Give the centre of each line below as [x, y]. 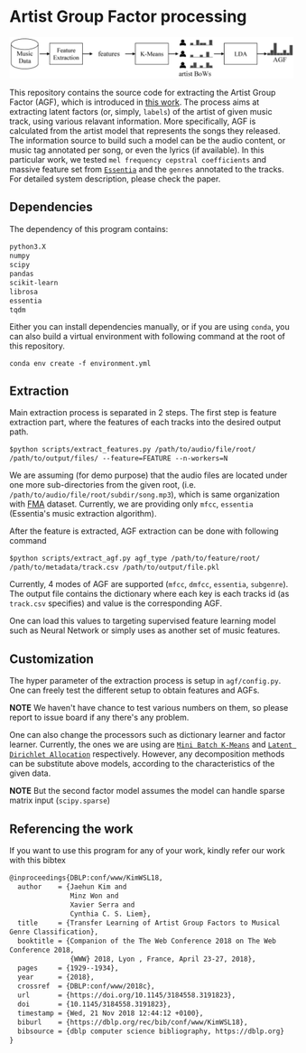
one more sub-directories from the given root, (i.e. [103, 485]
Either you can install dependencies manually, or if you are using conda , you [150, 326]
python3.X [28, 247]
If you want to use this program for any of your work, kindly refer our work [148, 851]
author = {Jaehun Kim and [72, 887]
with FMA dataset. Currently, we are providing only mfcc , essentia [131, 504]
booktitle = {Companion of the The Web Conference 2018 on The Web [147, 941]
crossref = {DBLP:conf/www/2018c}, [86, 986]
